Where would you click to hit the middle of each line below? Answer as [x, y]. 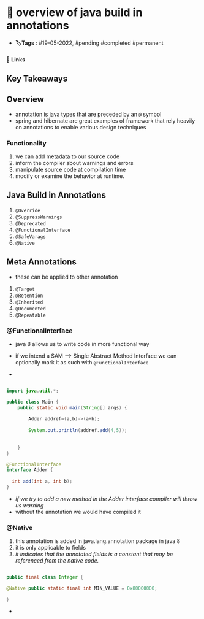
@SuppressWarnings [39, 217]
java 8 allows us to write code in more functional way [82, 344]
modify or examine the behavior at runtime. [70, 176]
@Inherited [29, 302]
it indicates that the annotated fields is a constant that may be [94, 554]
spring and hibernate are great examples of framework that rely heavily [105, 121]
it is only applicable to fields [51, 548]
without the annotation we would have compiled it [78, 512]
